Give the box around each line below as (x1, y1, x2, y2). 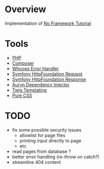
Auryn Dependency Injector (12, 81, 70, 88)
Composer (12, 60, 34, 66)
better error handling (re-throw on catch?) (12, 153, 99, 160)
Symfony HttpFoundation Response (12, 76, 86, 82)
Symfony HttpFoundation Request (12, 71, 83, 77)
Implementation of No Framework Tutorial (5, 20, 91, 26)
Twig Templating (12, 87, 47, 93)
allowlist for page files (19, 132, 66, 138)
